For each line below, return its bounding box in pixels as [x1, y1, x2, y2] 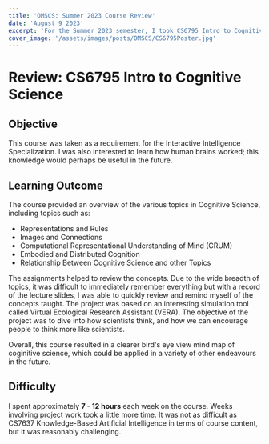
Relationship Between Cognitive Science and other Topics [19, 258, 211, 268]
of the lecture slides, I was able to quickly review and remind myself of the [8, 290, 254, 300]
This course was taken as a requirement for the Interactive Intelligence [8, 138, 241, 148]
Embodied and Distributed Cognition [19, 250, 140, 259]
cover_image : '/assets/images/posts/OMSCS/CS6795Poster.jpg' [8, 34, 217, 42]
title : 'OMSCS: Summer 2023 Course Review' [8, 11, 156, 20]
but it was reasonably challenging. [8, 426, 122, 436]
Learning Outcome [8, 178, 104, 192]
